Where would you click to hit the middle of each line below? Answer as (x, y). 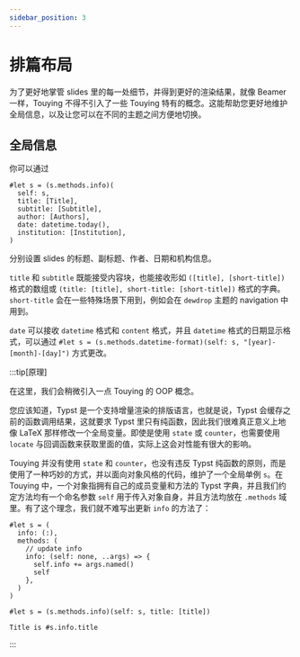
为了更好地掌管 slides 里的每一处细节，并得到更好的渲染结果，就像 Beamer (148, 92)
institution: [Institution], (72, 233)
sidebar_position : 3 (48, 18)
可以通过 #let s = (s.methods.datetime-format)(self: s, (132, 342)
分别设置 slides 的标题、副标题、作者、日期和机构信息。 (113, 258)
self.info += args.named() (84, 565)
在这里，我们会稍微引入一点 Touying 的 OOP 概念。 (104, 391)
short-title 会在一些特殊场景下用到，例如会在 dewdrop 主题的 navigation (144, 300)
